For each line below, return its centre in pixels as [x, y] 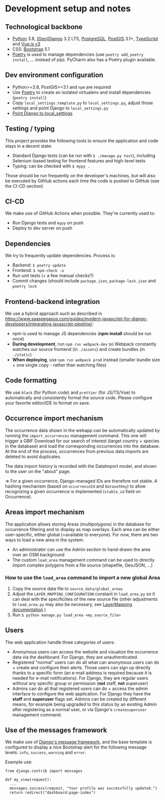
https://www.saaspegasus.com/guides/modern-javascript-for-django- [76, 319]
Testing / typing [30, 129]
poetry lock [24, 287]
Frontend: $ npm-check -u [38, 270]
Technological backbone [44, 27]
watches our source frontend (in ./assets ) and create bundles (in [79, 349]
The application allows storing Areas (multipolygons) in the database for [78, 524]
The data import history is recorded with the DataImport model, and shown [81, 466]
